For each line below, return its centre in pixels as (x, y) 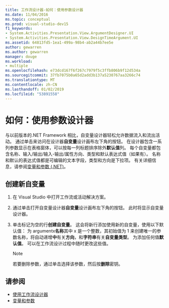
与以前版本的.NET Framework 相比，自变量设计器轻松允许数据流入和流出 (80, 135)
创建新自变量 (25, 184)
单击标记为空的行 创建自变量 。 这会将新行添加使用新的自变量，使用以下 (86, 225)
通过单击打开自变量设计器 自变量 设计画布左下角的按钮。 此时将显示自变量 (88, 208)
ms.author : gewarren (27, 52)
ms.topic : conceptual (28, 19)
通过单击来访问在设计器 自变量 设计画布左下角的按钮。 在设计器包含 (84, 142)
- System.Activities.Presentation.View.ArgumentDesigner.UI (70, 33)
